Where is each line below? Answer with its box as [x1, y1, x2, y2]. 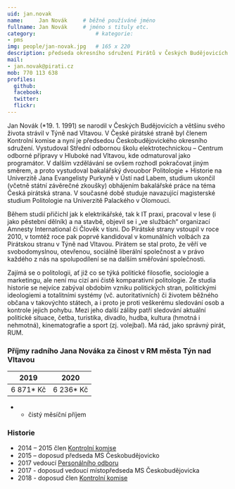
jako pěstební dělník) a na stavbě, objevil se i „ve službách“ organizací [7, 217, 210, 225]
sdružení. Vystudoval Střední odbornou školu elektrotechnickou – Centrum [7, 144, 224, 152]
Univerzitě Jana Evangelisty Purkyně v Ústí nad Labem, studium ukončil [7, 173, 215, 182]
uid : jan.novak [7, 10, 52, 18]
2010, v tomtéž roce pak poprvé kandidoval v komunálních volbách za [7, 232, 210, 240]
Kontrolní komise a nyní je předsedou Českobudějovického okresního [7, 136, 208, 144]
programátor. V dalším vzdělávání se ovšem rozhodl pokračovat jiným [7, 159, 209, 167]
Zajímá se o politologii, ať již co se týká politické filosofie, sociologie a [7, 268, 209, 277]
